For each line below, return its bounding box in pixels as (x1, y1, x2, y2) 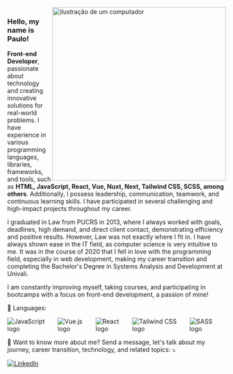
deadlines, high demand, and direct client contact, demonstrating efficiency (7, 226, 224, 234)
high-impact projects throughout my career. (7, 205, 132, 213)
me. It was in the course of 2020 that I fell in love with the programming (7, 248, 212, 256)
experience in (7, 131, 46, 139)
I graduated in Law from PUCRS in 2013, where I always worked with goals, (7, 218, 222, 226)
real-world (7, 109, 37, 117)
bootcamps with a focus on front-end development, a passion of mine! (7, 291, 209, 299)
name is (7, 25, 35, 35)
